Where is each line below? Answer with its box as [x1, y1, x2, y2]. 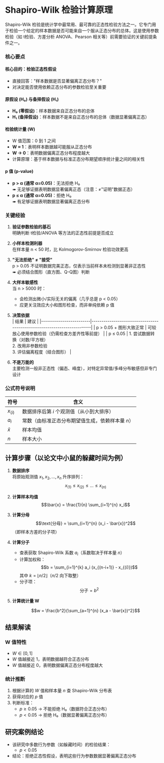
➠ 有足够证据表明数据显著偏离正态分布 [12, 198, 90, 204]
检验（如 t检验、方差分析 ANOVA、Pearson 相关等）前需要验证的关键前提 [5, 34, 153, 40]
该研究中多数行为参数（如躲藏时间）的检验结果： [12, 742, 111, 747]
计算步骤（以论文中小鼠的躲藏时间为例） [5, 454, 127, 462]
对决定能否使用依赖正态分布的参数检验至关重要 [12, 84, 106, 90]
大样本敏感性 [12, 279, 38, 285]
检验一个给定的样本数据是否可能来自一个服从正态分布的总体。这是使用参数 [9, 27, 159, 33]
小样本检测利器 [12, 240, 42, 246]
